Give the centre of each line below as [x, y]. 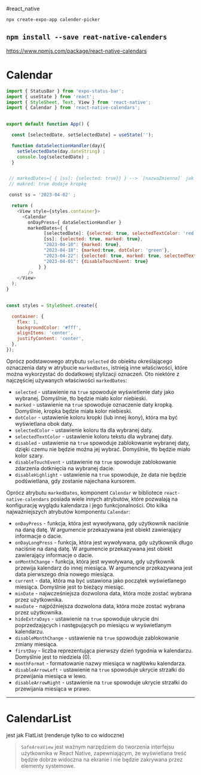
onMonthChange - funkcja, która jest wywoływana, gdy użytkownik [95, 561]
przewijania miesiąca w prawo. [53, 689]
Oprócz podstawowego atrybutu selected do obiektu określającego [89, 361]
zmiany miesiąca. [36, 644]
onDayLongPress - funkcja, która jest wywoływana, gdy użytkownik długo [104, 542]
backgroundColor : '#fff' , [49, 328]
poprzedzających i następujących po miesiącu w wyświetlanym [93, 625]
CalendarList [39, 719]
